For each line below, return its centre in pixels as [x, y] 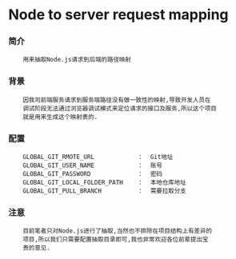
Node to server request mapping [119, 15]
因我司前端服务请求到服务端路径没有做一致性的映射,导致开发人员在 [117, 100]
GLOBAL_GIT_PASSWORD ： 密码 [92, 174]
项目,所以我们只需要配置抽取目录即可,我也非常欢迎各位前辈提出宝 [116, 240]
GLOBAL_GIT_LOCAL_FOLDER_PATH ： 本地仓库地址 [104, 183]
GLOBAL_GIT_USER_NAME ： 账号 [92, 165]
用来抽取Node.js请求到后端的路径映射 [77, 60]
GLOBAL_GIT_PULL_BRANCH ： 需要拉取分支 [104, 191]
